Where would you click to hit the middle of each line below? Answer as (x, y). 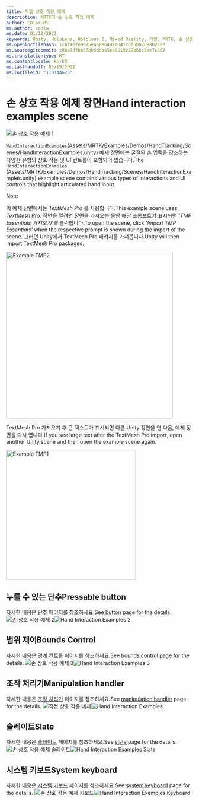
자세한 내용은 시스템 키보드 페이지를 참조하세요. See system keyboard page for (98, 785)
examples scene (47, 117)
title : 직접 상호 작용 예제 (36, 12)
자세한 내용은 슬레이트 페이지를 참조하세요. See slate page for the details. (92, 742)
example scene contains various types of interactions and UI (112, 178)
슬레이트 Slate (30, 727)
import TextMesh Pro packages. (45, 243)
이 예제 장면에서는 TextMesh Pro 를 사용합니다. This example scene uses (92, 208)
